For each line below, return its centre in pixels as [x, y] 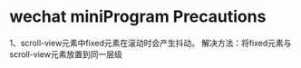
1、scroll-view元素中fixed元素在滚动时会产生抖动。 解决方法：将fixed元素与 [150, 43]
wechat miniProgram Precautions [138, 17]
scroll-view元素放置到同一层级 [66, 54]
